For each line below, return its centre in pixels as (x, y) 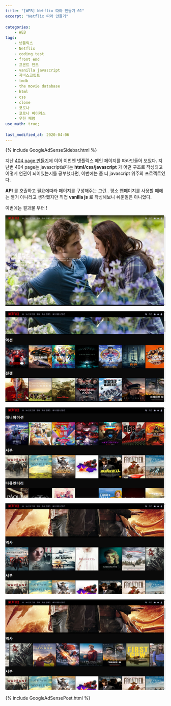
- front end (27, 59)
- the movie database (37, 86)
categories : (18, 27)
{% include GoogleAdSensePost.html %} (48, 698)
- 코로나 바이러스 (30, 113)
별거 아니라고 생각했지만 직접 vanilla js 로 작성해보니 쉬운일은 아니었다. (81, 197)
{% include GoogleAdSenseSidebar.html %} (51, 150)
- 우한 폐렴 (25, 119)
